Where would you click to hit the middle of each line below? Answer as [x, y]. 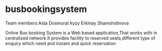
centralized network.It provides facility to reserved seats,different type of [80, 38]
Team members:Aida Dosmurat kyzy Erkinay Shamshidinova [67, 23]
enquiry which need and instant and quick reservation [61, 43]
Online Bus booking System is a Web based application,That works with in [81, 32]
